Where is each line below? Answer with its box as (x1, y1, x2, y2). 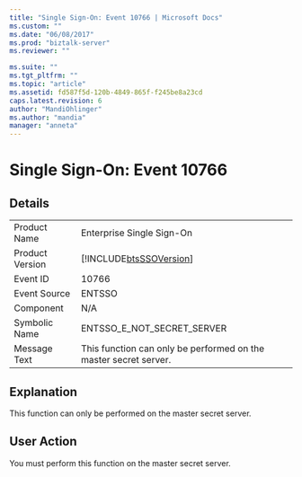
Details (9, 195, 49, 211)
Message (13, 342, 53, 355)
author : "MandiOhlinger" (9, 104, 102, 113)
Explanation (9, 384, 78, 400)
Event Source (13, 287, 71, 300)
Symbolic (13, 316, 54, 329)
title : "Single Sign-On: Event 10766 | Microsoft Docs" (9, 13, 223, 22)
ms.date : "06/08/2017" (9, 30, 94, 39)
